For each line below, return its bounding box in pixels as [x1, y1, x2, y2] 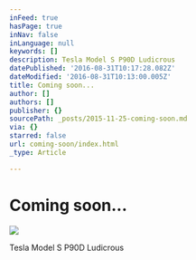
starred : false [9, 131, 67, 140]
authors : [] [9, 97, 54, 107]
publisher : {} [9, 106, 63, 115]
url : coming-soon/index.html [9, 140, 119, 149]
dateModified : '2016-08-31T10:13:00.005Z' [9, 72, 172, 82]
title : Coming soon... [9, 81, 95, 90]
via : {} [9, 123, 39, 132]
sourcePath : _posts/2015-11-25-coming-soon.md [9, 114, 188, 123]
